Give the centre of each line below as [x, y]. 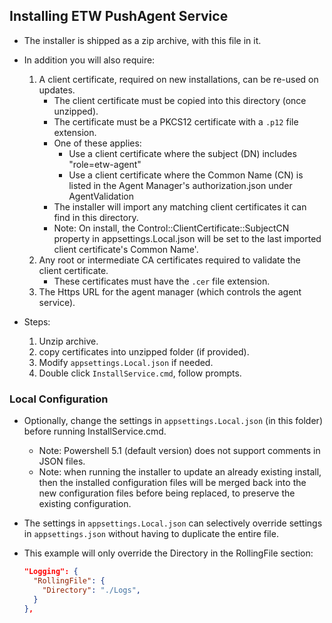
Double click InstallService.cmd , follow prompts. [140, 373]
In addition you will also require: [89, 60]
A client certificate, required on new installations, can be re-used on [178, 79]
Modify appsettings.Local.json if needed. [126, 362]
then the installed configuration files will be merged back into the [172, 483]
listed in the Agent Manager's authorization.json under [180, 185]
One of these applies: [97, 143]
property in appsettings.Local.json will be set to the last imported [187, 238]
